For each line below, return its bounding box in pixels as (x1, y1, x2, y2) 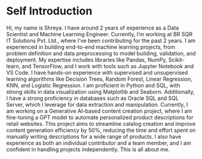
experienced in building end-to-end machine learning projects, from (6, 43, 175, 51)
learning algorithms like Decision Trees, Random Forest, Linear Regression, (6, 75, 193, 83)
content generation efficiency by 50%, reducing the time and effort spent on (6, 126, 196, 134)
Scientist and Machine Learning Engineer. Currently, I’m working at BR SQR (6, 30, 193, 37)
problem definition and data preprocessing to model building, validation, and (6, 49, 196, 57)
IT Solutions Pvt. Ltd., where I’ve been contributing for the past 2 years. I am (6, 37, 196, 44)
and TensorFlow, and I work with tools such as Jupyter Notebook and (22, 62, 194, 70)
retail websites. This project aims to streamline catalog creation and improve (6, 120, 196, 127)
